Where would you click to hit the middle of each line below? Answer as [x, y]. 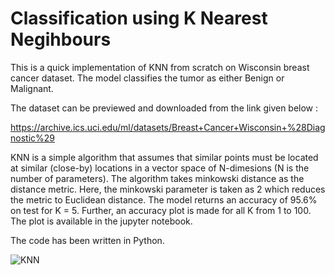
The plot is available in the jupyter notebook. [101, 221]
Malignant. [32, 88]
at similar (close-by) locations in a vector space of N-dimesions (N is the [160, 168]
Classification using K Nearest [139, 18]
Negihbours [61, 39]
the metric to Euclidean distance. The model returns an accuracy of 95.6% [164, 199]
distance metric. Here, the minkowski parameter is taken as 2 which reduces [168, 189]
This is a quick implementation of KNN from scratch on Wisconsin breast [160, 67]
